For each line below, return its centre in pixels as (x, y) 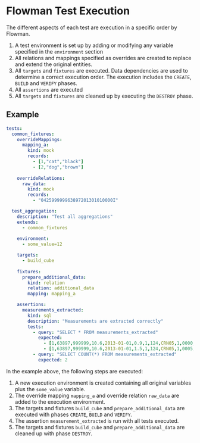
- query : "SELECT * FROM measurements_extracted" (96, 332)
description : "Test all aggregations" (65, 216)
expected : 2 (53, 360)
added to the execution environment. (60, 402)
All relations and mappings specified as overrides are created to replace (103, 58)
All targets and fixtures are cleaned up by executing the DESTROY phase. (104, 96)
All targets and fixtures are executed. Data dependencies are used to (101, 70)
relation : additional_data (61, 288)
